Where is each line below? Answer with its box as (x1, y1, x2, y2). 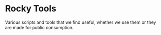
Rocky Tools (5, 3, 57, 14)
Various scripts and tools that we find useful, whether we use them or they (5, 19, 156, 25)
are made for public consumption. (5, 24, 74, 30)
